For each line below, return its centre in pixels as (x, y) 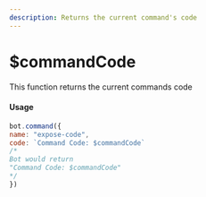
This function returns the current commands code (101, 87)
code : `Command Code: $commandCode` (77, 143)
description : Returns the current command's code (103, 17)
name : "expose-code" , (49, 134)
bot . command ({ (36, 126)
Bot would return (41, 159)
